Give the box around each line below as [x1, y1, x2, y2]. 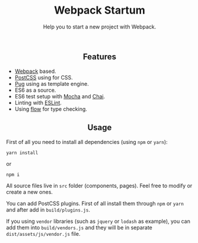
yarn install [6, 149, 39, 156]
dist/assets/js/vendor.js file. [6, 230, 81, 237]
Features [82, 52, 117, 62]
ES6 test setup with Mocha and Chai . [14, 92, 106, 100]
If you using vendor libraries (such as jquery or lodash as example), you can [6, 218, 191, 225]
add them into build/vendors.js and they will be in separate [6, 223, 152, 231]
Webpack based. [14, 68, 56, 75]
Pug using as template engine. [14, 80, 89, 87]
